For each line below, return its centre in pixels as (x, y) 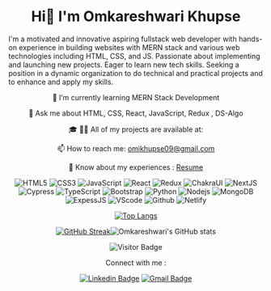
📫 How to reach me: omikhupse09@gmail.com (136, 148)
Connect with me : (136, 263)
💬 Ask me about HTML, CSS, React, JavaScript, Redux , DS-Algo (136, 113)
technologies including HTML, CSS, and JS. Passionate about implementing (134, 56)
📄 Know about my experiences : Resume (136, 167)
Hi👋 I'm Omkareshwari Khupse (136, 17)
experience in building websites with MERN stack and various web (129, 47)
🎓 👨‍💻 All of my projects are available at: (136, 129)
